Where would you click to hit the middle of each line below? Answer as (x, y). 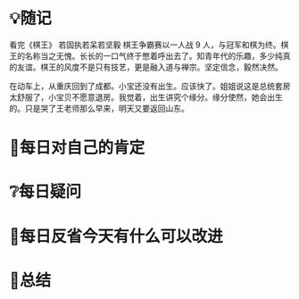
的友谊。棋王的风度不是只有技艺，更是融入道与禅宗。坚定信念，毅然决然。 (146, 67)
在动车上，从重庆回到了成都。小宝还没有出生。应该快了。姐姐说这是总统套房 (150, 86)
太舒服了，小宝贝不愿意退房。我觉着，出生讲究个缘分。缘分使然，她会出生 (146, 97)
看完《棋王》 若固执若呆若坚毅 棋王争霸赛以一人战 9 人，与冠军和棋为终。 (145, 45)
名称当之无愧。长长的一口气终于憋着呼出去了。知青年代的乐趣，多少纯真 (158, 55)
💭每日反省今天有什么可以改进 (116, 236)
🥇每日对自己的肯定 (77, 148)
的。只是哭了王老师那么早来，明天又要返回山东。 (99, 108)
